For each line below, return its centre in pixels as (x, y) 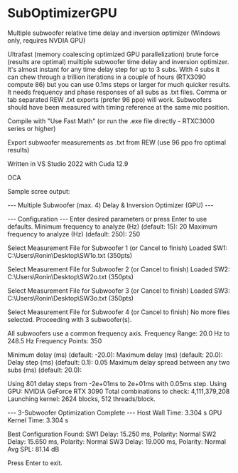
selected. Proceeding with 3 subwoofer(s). (70, 319)
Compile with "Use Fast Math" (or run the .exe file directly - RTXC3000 (111, 121)
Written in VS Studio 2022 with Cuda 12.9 (68, 163)
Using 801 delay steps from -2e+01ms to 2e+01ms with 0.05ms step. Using (117, 383)
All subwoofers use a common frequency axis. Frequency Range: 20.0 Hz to (119, 333)
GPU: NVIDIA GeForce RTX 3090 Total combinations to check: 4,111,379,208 (119, 391)
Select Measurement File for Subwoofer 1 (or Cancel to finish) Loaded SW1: (118, 248)
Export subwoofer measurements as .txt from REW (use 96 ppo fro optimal (117, 142)
